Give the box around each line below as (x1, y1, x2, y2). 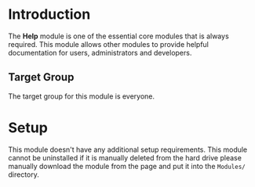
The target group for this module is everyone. (8, 92, 155, 101)
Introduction (8, 5, 91, 23)
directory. (8, 170, 39, 179)
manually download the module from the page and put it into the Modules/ (8, 161, 246, 171)
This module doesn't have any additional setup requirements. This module (8, 145, 248, 154)
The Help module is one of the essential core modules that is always (8, 31, 229, 41)
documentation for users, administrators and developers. (8, 48, 192, 57)
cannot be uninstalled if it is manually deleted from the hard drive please (8, 153, 242, 162)
